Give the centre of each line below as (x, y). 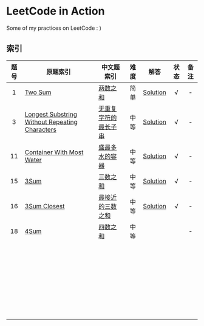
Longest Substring (51, 114)
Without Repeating (51, 121)
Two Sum (38, 92)
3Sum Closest (45, 206)
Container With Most (54, 152)
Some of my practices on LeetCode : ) (54, 28)
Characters (40, 129)
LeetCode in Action (56, 11)
